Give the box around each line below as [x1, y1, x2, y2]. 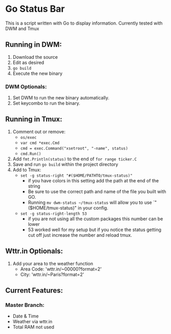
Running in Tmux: [5, 115, 63, 123]
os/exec [20, 135, 37, 140]
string [28, 183, 41, 189]
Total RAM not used [12, 324, 55, 330]
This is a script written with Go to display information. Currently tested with [5, 20, 163, 26]
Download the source [12, 54, 58, 60]
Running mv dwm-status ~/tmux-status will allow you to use [28, 199, 152, 205]
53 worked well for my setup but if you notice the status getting [28, 226, 162, 233]
